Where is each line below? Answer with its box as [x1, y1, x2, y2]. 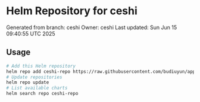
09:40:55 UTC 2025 [6, 30, 55, 37]
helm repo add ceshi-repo [6, 68, 70, 75]
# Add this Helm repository [6, 63, 76, 69]
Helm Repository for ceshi [6, 4, 138, 18]
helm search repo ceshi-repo [6, 91, 79, 97]
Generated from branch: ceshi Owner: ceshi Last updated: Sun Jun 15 [6, 24, 177, 31]
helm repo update [6, 79, 49, 85]
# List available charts [6, 85, 68, 91]
